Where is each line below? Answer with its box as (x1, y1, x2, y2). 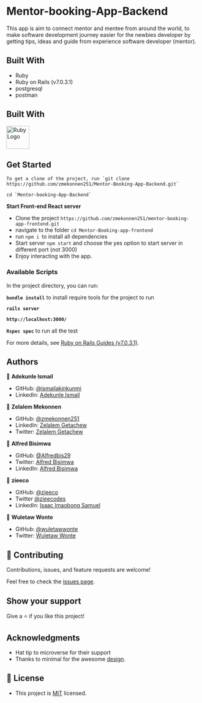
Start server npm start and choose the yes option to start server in (15, 239, 183, 247)
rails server (6, 305, 40, 312)
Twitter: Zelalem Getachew (15, 428, 83, 436)
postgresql (15, 85, 43, 92)
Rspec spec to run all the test (6, 327, 78, 334)
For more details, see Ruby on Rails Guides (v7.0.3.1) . (6, 339, 140, 346)
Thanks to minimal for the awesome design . (15, 655, 125, 663)
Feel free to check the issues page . (6, 578, 95, 585)
